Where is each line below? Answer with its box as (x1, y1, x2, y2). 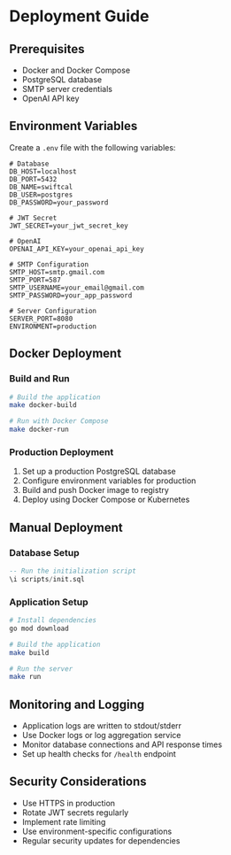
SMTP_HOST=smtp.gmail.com (9, 267, 104, 276)
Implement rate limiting (21, 816, 106, 827)
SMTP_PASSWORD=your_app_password (9, 290, 133, 300)
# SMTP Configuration (9, 259, 89, 269)
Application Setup (9, 596, 89, 608)
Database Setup (9, 546, 80, 558)
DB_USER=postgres (9, 190, 73, 199)
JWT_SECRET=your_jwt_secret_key (9, 221, 128, 230)
